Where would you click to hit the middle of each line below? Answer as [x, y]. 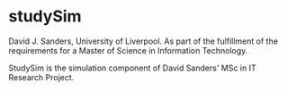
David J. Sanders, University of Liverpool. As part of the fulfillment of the [143, 41]
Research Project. [41, 77]
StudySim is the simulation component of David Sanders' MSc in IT [133, 68]
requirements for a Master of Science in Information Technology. [128, 50]
